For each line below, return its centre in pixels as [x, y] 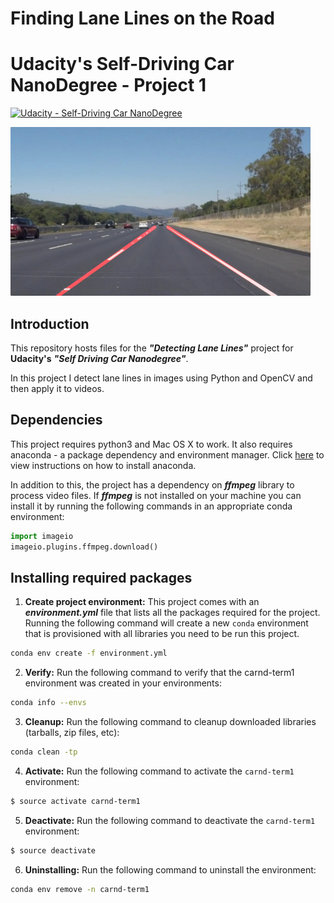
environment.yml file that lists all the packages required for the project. [172, 613]
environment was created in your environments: [123, 683]
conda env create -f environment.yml [89, 653]
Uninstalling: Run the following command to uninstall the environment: [170, 869]
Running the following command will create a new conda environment [166, 623]
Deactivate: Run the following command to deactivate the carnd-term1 [170, 820]
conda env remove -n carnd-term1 [80, 889]
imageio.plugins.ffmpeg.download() [84, 547]
